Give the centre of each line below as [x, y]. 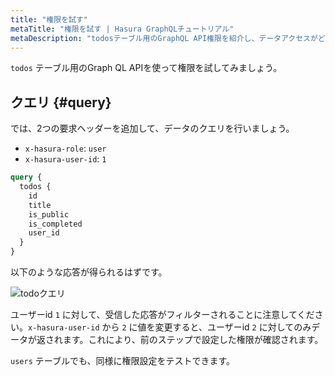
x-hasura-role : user [65, 148]
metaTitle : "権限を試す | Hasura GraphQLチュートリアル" [122, 29]
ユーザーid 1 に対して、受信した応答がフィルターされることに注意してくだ [162, 315]
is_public [49, 214]
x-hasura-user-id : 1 [65, 159]
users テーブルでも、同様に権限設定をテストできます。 [123, 361]
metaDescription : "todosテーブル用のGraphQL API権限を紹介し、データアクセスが [164, 38]
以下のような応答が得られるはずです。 [89, 272]
